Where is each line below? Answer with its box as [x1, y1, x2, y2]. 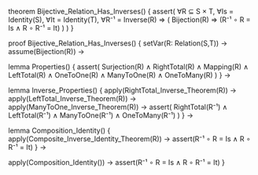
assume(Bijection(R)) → [8, 47, 85, 56]
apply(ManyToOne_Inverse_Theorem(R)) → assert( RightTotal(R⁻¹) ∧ [8, 102, 228, 111]
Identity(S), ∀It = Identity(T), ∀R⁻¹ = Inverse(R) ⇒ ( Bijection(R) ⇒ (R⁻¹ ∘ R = [8, 15, 251, 24]
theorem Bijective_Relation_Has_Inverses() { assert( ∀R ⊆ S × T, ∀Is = [8, 7, 234, 16]
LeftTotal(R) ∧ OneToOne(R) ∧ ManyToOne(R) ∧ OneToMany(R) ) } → [8, 71, 231, 79]
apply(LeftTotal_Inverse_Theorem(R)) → [8, 94, 137, 103]
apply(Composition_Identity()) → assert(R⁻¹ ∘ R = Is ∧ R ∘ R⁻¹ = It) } [8, 158, 226, 167]
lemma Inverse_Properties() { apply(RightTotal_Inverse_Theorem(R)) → [8, 86, 238, 95]
